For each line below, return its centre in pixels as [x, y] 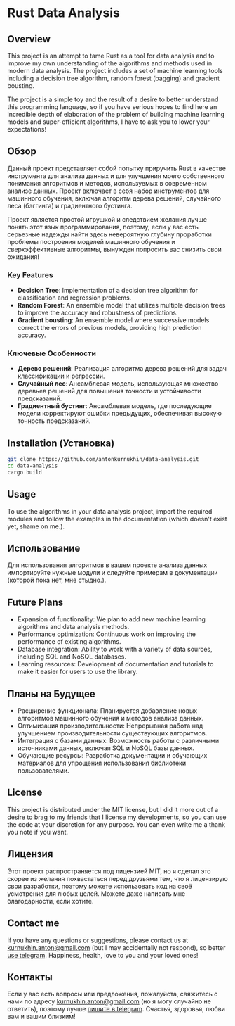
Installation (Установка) [61, 443]
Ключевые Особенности [52, 353]
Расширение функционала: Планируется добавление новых [107, 711]
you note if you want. [38, 832]
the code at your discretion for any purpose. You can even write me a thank [116, 824]
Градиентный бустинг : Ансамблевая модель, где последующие [115, 406]
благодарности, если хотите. [51, 901]
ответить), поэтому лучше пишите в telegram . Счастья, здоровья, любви [116, 1009]
